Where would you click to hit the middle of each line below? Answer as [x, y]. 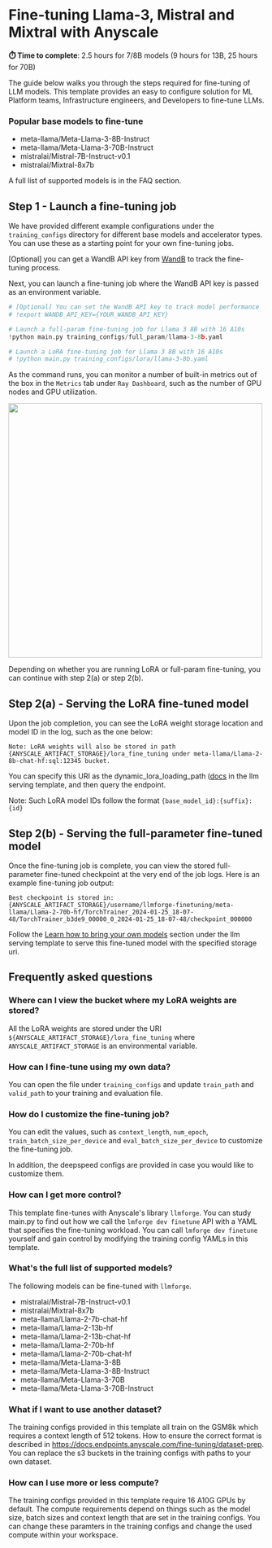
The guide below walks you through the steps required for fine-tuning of [130, 82]
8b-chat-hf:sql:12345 [45, 761]
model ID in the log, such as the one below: [80, 732]
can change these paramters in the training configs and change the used [130, 1526]
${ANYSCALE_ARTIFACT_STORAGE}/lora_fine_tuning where [102, 1037]
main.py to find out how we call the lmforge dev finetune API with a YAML [133, 1221]
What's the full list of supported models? [91, 1268]
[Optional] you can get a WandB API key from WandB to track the [117, 259]
